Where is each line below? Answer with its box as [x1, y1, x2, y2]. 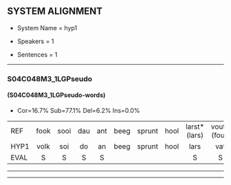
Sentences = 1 [16, 50, 58, 58]
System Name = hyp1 [16, 23, 78, 32]
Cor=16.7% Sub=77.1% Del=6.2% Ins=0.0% [16, 106, 140, 114]
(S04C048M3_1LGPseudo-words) [7, 91, 106, 99]
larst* [185, 122, 205, 131]
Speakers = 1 [16, 37, 54, 45]
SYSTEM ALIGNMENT [7, 6, 103, 17]
